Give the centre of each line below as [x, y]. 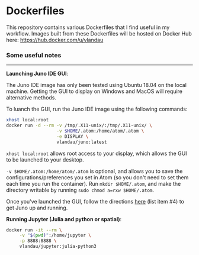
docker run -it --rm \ [34, 230]
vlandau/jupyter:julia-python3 [58, 247]
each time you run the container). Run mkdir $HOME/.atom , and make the [94, 183]
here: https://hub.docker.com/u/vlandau [55, 40]
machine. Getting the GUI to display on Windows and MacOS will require [94, 91]
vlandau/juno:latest [82, 142]
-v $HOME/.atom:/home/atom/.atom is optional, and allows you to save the [94, 171]
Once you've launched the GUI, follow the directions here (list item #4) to [95, 201]
